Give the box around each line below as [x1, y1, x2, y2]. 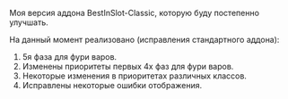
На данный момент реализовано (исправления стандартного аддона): [9, 35, 280, 45]
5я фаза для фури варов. [22, 52, 118, 62]
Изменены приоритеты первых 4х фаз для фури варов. [22, 62, 234, 71]
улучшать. [9, 17, 49, 28]
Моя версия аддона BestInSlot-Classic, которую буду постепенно [9, 8, 260, 18]
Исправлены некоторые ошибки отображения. [22, 80, 203, 90]
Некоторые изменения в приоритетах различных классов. [22, 70, 247, 81]
